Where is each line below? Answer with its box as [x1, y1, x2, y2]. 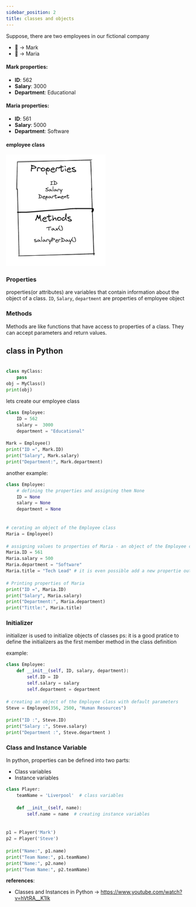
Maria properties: [6, 102, 50, 109]
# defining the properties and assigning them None [16, 487, 145, 494]
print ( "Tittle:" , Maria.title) [6, 605, 82, 611]
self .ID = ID [27, 674, 59, 680]
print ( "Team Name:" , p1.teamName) [6, 854, 90, 860]
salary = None [16, 500, 51, 506]
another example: [6, 469, 48, 476]
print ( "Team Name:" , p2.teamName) [6, 867, 90, 872]
